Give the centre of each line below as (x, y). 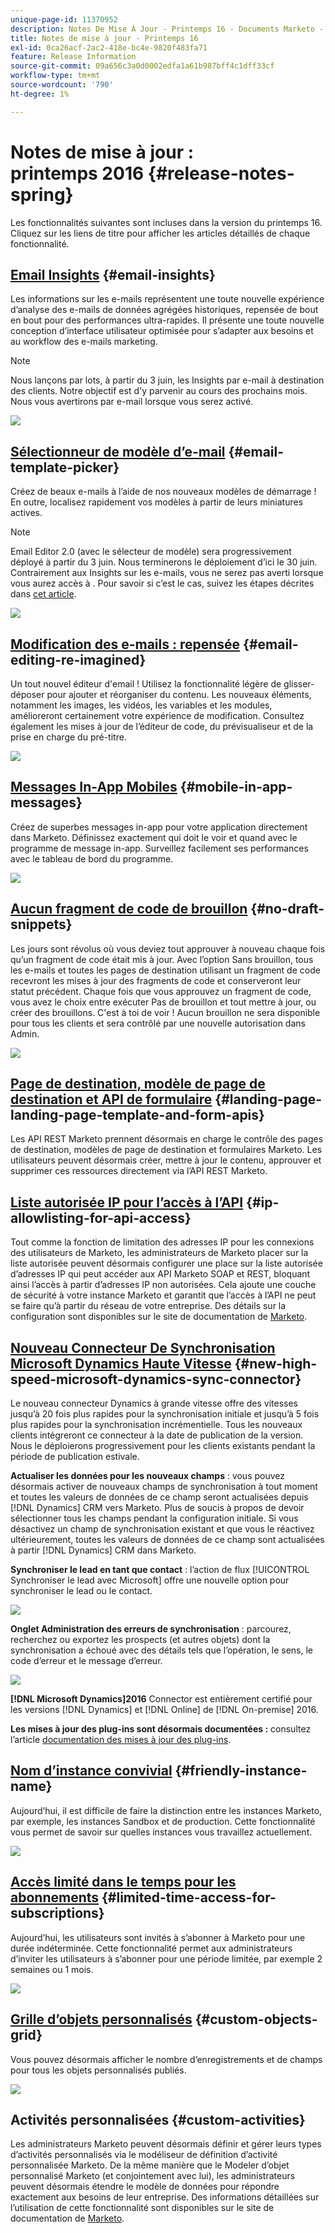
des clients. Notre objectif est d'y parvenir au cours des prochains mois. (159, 391)
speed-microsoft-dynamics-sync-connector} (156, 1379)
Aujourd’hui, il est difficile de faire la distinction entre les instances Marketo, (166, 1810)
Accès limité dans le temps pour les (123, 1882)
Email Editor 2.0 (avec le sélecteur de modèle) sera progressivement (151, 552)
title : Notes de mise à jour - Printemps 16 (104, 38)
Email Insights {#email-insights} (113, 274)
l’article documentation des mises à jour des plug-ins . (121, 1740)
